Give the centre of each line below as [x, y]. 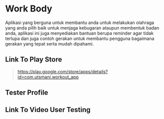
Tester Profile [27, 93]
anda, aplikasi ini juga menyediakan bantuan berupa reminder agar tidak [79, 33]
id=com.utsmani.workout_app [48, 77]
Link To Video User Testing [48, 110]
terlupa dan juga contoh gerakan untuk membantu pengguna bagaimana [80, 38]
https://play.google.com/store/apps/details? [62, 71]
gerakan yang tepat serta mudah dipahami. [49, 43]
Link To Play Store [34, 60]
